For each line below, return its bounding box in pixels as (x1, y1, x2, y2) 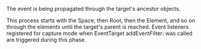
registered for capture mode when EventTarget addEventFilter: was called (6, 30, 193, 37)
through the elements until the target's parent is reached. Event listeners (6, 24, 189, 30)
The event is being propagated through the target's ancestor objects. (6, 5, 181, 12)
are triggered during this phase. (6, 36, 86, 43)
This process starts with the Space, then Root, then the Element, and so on (6, 17, 195, 24)
